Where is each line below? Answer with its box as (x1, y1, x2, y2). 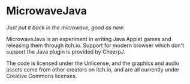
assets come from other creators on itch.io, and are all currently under (6, 66, 180, 73)
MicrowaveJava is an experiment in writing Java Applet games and (6, 35, 172, 42)
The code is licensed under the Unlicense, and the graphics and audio (6, 60, 180, 67)
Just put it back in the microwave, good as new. (6, 24, 125, 31)
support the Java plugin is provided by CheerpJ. (6, 48, 126, 55)
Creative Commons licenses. (6, 72, 77, 79)
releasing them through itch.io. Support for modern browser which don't (6, 42, 185, 49)
